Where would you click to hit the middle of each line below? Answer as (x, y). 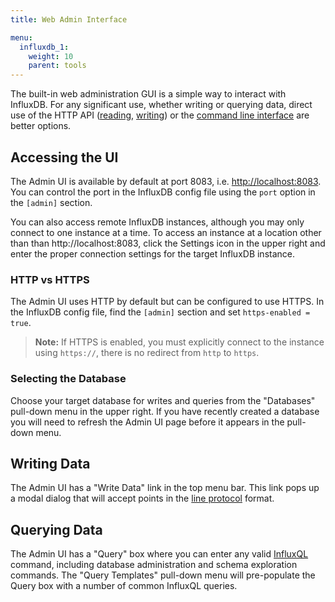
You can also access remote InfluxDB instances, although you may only (157, 222)
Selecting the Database (68, 379)
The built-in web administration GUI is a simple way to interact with (148, 94)
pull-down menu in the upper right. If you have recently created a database (165, 411)
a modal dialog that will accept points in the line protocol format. (142, 498)
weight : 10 (51, 56)
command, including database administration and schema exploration (154, 565)
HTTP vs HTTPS (50, 279)
